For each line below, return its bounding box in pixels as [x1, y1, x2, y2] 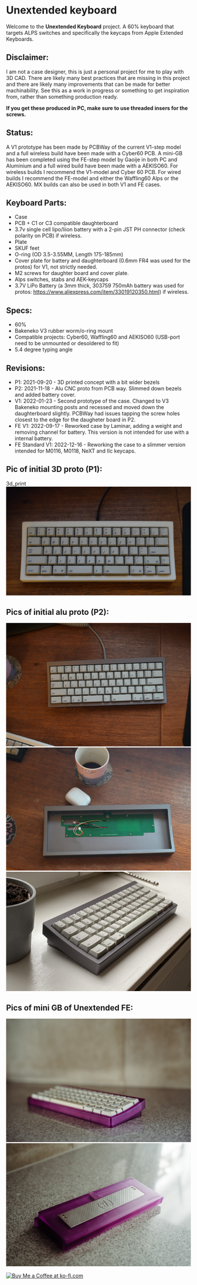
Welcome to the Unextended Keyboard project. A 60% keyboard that [6, 23, 174, 30]
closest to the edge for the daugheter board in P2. [14, 416, 136, 423]
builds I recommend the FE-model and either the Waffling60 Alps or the [6, 175, 179, 182]
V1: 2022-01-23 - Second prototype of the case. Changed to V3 [14, 397, 169, 404]
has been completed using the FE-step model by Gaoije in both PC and [6, 156, 178, 163]
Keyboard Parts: [6, 198, 67, 208]
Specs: [6, 305, 32, 315]
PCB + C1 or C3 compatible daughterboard [14, 220, 118, 227]
